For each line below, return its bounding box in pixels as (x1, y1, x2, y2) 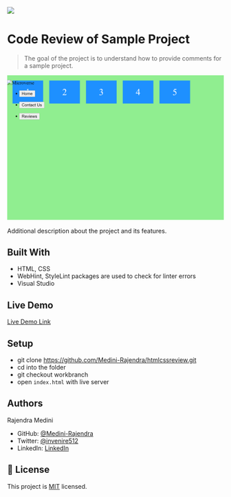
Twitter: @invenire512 (16, 436, 79, 445)
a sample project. (23, 61, 74, 70)
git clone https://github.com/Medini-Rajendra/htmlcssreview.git (16, 356, 197, 364)
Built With (7, 246, 50, 258)
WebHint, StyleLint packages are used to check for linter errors (16, 272, 196, 280)
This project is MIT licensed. (7, 482, 87, 490)
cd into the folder (16, 363, 67, 372)
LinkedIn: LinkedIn (16, 444, 69, 452)
